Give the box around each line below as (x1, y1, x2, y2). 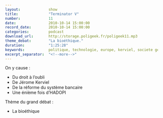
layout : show (5, 7, 57, 12)
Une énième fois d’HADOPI (12, 90, 66, 95)
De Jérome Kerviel (12, 79, 49, 85)
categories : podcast (5, 29, 64, 34)
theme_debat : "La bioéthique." (5, 39, 83, 43)
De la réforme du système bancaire (12, 85, 83, 91)
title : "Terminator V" (5, 12, 79, 16)
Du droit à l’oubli (12, 74, 45, 80)
